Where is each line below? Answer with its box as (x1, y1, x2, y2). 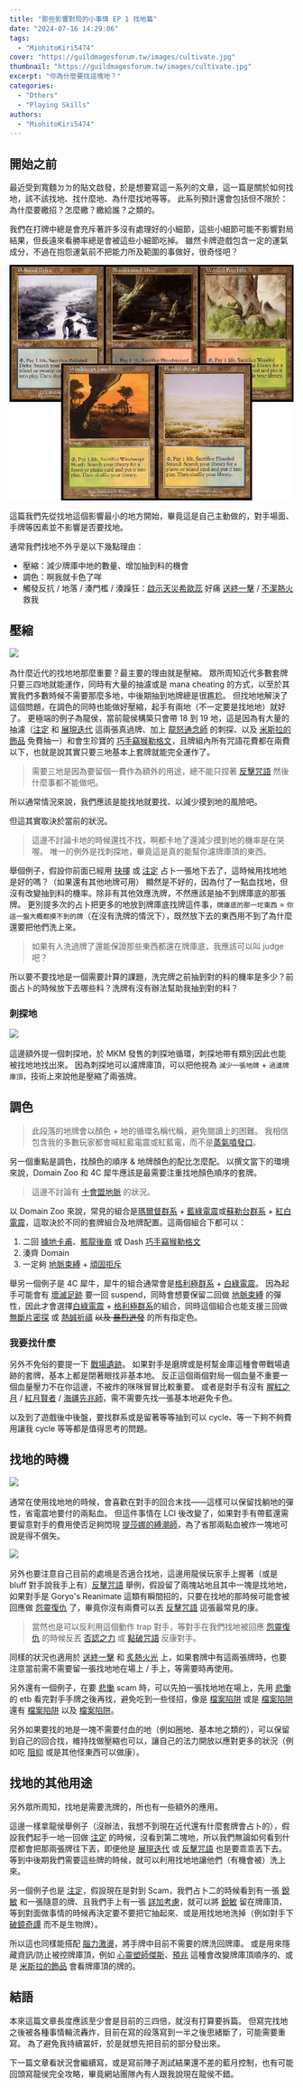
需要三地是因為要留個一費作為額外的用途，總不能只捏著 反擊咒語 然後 (31, 765, 289, 776)
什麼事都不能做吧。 (31, 777, 104, 788)
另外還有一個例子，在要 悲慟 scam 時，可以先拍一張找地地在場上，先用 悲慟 (9, 1681, 291, 1693)
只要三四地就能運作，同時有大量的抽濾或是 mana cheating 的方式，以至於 (9, 679, 282, 689)
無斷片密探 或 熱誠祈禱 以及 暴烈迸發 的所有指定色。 (9, 1311, 203, 1323)
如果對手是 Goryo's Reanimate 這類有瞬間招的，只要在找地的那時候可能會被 (9, 1590, 290, 1601)
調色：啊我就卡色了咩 (22, 571, 102, 582)
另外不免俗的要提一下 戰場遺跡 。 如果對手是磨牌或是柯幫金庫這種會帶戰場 (9, 1359, 282, 1370)
